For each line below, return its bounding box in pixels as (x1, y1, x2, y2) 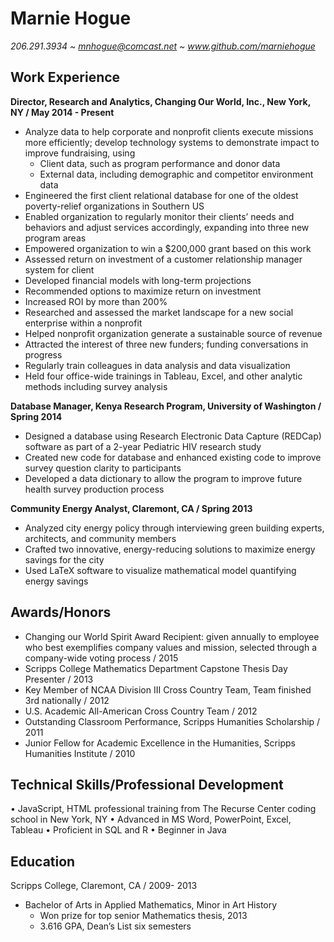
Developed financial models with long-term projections (24, 274, 252, 286)
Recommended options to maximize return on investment (24, 285, 262, 297)
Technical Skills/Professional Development (10, 776, 284, 793)
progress (24, 348, 63, 361)
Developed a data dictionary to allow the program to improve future (24, 472, 303, 484)
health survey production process (24, 483, 165, 495)
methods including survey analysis (24, 380, 168, 392)
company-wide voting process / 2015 (24, 652, 179, 664)
